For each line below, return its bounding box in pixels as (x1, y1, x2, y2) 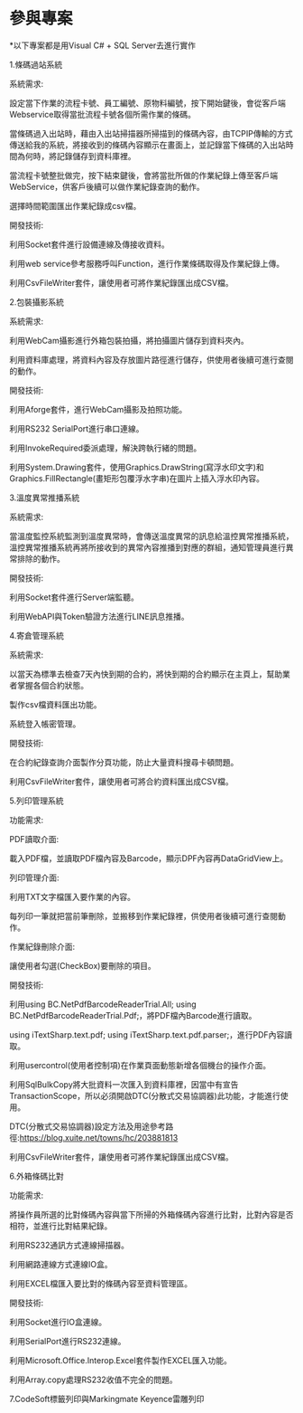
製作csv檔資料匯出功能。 (9, 698, 102, 710)
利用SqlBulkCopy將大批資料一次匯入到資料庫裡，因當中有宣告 (9, 1078, 239, 1090)
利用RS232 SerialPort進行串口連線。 (9, 422, 144, 434)
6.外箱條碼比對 (9, 1171, 65, 1181)
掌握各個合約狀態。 (16, 679, 88, 690)
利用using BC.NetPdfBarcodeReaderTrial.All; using (9, 999, 197, 1010)
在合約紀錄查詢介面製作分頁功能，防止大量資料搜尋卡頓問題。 (9, 756, 239, 767)
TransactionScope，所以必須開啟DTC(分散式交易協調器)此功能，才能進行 (9, 1090, 281, 1101)
